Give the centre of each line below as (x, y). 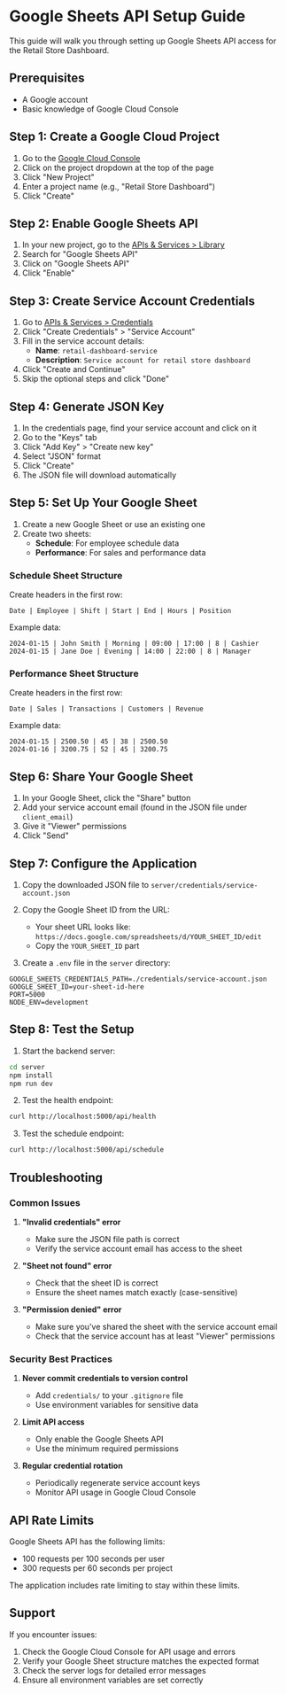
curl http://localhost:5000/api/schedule (87, 1150)
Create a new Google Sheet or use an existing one (113, 524)
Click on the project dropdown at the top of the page (118, 167)
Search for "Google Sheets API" (80, 254)
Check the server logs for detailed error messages (114, 1670)
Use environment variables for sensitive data (117, 1405)
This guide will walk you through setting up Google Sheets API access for (143, 41)
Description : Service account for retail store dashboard (143, 360)
